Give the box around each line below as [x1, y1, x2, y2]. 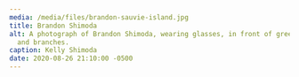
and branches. [17, 37, 69, 47]
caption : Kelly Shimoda [9, 46, 98, 55]
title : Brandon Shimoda [9, 21, 98, 30]
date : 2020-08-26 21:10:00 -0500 [9, 54, 133, 63]
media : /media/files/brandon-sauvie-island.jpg [9, 12, 190, 22]
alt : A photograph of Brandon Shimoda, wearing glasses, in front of [9, 29, 273, 38]
